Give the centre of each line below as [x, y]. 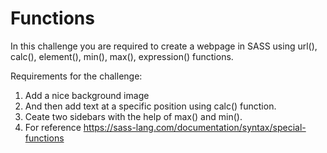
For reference [53, 127]
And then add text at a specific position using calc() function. [150, 106]
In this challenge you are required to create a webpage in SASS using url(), [164, 46]
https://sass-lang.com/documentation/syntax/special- [195, 127]
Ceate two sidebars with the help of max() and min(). [133, 116]
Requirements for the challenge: [76, 76]
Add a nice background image [87, 95]
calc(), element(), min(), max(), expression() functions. [122, 56]
